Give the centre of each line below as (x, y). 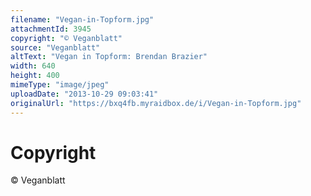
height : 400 (35, 76)
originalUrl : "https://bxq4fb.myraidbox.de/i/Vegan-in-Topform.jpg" (156, 103)
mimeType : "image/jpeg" (60, 85)
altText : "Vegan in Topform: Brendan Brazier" (109, 57)
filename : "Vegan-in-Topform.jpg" (82, 19)
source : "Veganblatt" (55, 47)
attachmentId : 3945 (51, 29)
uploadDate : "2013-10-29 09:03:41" (84, 94)
